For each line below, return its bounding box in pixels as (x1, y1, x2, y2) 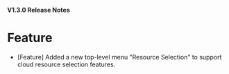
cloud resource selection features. (17, 60, 116, 68)
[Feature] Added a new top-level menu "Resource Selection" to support (17, 53, 222, 61)
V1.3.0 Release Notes (7, 6, 71, 14)
